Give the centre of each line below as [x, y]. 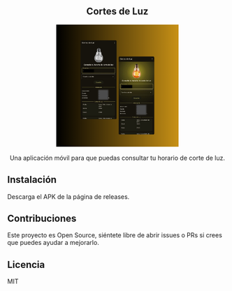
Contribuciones [42, 219]
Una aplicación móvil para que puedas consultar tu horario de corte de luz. [117, 158]
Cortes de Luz [117, 12]
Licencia [26, 264]
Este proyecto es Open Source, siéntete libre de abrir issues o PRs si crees [115, 235]
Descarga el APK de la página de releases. [68, 196]
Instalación [32, 180]
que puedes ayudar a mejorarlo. [53, 243]
